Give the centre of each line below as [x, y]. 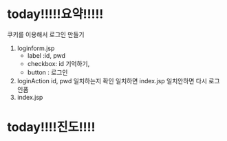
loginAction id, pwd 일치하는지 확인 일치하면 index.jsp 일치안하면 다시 [112, 80]
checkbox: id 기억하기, [58, 63]
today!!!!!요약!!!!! [55, 14]
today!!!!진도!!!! [51, 127]
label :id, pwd [46, 55]
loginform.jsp [36, 48]
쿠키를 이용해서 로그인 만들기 [46, 34]
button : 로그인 [47, 72]
